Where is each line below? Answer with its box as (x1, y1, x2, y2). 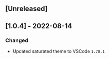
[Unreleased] (5, 5, 48, 13)
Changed (5, 37, 29, 44)
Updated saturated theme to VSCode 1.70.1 (12, 48, 105, 54)
